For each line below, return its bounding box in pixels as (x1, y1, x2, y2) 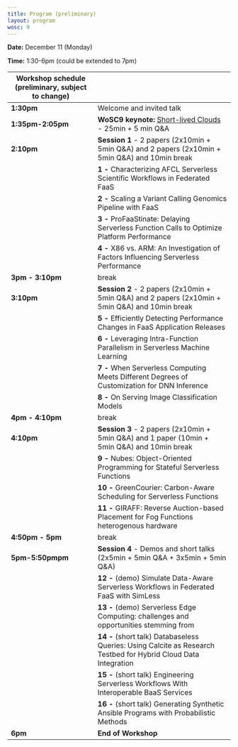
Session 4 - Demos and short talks (97, 544, 215, 554)
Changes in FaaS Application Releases (97, 322, 225, 332)
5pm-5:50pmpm (11, 553, 69, 563)
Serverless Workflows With (97, 679, 188, 689)
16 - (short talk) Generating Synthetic (97, 699, 225, 709)
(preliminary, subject (14, 82, 87, 92)
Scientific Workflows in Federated (97, 173, 210, 183)
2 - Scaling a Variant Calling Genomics (97, 194, 227, 204)
